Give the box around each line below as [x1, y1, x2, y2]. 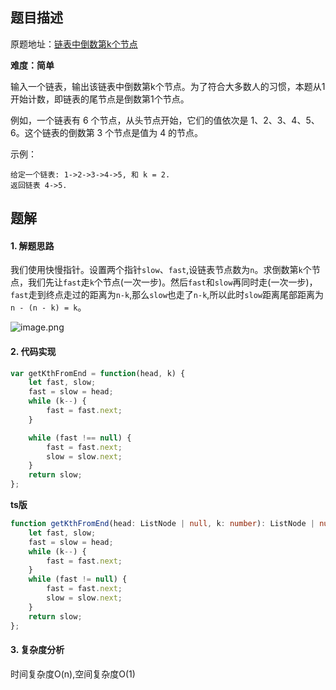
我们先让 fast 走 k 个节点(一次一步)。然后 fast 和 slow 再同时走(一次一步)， [27, 276, 318, 288]
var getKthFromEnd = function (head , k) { [10, 368, 186, 378]
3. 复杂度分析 [10, 644, 65, 656]
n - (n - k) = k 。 [10, 301, 87, 313]
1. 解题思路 [10, 239, 55, 252]
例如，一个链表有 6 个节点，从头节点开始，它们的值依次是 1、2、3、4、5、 [10, 114, 320, 126]
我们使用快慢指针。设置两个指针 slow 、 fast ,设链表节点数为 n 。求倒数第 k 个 [10, 264, 312, 276]
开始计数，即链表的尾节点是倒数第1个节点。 [10, 93, 190, 105]
